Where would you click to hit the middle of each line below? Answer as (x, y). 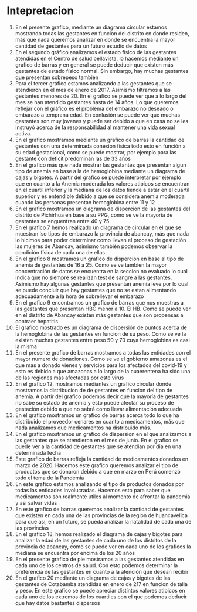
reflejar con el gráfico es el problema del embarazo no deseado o (94, 108)
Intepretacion (40, 11)
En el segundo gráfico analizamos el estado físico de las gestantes (96, 52)
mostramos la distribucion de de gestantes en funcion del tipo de (94, 390)
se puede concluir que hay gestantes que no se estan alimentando (96, 290)
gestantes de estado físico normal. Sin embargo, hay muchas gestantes (102, 71)
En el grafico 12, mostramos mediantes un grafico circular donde (93, 383)
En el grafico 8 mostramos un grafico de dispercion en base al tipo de (99, 259)
